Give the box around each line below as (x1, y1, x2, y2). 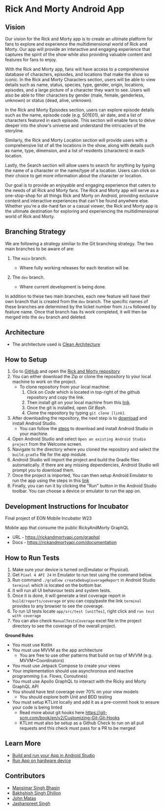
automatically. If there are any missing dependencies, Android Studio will (12, 462, 159, 468)
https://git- (85, 710, 107, 716)
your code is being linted (12, 704, 63, 711)
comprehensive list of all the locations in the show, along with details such (5, 143, 155, 148)
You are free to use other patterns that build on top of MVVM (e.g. (19, 652, 153, 658)
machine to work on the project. (12, 379, 77, 385)
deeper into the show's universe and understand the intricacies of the (5, 122, 146, 128)
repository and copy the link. (26, 394, 85, 400)
